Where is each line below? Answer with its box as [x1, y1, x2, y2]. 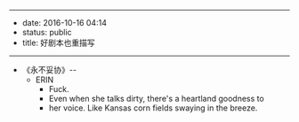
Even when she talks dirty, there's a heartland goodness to [48, 94, 264, 103]
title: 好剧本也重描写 [21, 37, 95, 48]
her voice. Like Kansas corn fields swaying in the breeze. [48, 103, 258, 113]
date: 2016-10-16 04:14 [21, 18, 107, 27]
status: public [21, 27, 73, 37]
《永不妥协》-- [21, 65, 77, 75]
